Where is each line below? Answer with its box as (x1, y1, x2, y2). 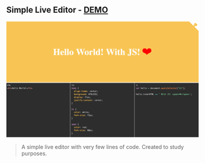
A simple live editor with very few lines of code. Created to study (21, 143, 184, 150)
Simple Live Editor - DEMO (6, 5, 109, 15)
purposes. (21, 150, 48, 157)
